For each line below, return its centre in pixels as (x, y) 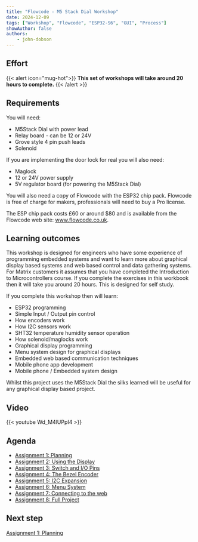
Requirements (33, 103)
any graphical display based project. (51, 389)
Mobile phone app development (54, 365)
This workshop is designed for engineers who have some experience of (95, 253)
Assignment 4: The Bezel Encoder (57, 475)
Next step (25, 518)
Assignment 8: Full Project (47, 500)
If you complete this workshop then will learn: (62, 296)
